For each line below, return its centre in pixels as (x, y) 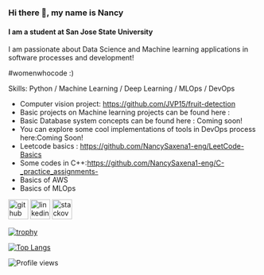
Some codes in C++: (53, 163)
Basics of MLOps (48, 188)
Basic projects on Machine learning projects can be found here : (125, 112)
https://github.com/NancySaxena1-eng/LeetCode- (162, 146)
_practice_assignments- (59, 172)
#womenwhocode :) (41, 73)
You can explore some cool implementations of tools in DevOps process (138, 130)
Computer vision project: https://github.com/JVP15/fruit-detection (128, 104)
